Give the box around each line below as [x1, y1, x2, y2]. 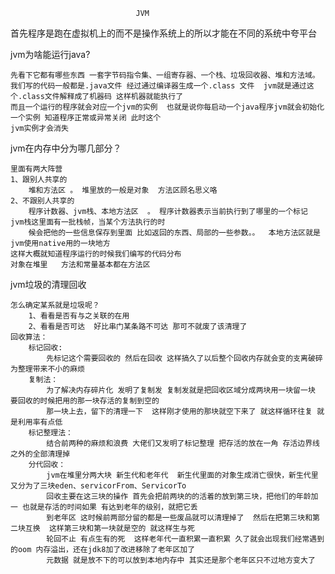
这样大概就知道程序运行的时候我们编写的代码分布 [10, 249, 182, 259]
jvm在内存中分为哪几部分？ [10, 142, 122, 154]
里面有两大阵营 [10, 164, 63, 174]
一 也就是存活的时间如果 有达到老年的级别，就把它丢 [10, 502, 198, 512]
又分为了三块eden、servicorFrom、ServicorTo [10, 481, 187, 491]
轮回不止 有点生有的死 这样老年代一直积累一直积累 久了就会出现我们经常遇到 [46, 534, 325, 544]
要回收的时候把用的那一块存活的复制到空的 [10, 396, 160, 406]
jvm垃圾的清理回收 [10, 279, 87, 290]
